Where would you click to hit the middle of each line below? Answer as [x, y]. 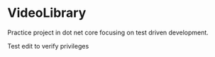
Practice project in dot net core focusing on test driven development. [108, 32]
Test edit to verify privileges [48, 46]
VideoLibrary [47, 13]
